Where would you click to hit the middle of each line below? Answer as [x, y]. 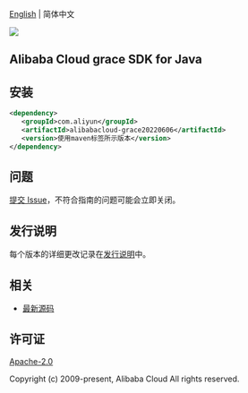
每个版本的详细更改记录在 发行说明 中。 [80, 254]
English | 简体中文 [42, 14]
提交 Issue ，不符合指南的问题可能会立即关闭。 [95, 200]
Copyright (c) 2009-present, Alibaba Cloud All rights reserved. [124, 379]
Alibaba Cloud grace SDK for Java [106, 60]
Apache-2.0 [31, 361]
